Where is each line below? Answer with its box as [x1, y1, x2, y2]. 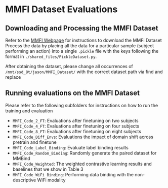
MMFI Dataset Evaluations [5, 4, 118, 15]
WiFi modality [37, 177, 66, 183]
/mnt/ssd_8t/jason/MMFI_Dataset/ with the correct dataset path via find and [5, 69, 163, 75]
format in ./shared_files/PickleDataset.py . [5, 53, 97, 59]
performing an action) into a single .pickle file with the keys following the [5, 48, 159, 54]
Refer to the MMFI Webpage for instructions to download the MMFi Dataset [5, 37, 162, 43]
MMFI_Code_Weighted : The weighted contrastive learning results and [12, 161, 152, 167]
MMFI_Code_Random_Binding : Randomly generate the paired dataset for [12, 150, 157, 156]
